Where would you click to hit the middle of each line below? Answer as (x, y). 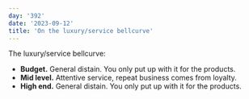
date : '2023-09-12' (41, 23)
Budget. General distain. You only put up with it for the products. (128, 69)
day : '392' (27, 16)
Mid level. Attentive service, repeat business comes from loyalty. (128, 78)
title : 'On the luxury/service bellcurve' (81, 31)
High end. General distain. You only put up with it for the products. (131, 86)
